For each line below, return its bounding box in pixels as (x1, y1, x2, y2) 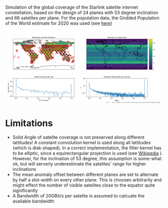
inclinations (12, 166, 37, 172)
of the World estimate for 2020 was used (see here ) (5, 20, 112, 26)
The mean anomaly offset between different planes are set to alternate (12, 171, 159, 177)
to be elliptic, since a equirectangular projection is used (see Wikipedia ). (12, 150, 163, 156)
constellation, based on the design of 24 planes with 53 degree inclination (5, 10, 158, 16)
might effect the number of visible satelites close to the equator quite (12, 182, 155, 188)
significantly (12, 187, 38, 193)
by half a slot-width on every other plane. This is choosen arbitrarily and (12, 176, 162, 182)
